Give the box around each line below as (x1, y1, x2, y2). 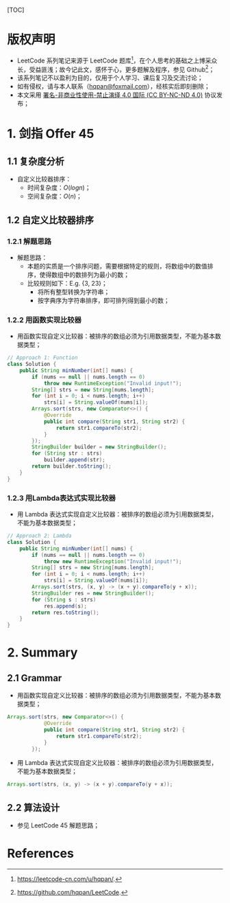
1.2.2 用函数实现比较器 (7, 315, 82, 325)
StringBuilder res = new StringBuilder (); (31, 590, 155, 597)
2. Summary (7, 645, 78, 661)
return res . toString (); (31, 609, 99, 616)
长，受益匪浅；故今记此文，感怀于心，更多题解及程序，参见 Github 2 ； (16, 64, 215, 73)
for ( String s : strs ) (31, 596, 97, 603)
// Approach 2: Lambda (7, 532, 72, 540)
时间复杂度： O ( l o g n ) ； (27, 183, 91, 192)
